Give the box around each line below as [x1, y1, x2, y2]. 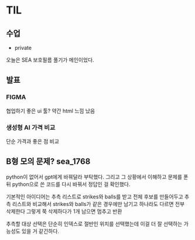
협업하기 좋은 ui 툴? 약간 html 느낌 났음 [6, 107, 95, 114]
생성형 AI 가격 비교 [6, 123, 56, 131]
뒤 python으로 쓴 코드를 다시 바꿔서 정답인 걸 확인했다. [6, 180, 131, 188]
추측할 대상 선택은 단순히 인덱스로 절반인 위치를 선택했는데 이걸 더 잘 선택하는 [6, 220, 183, 227]
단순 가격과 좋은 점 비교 [6, 137, 60, 144]
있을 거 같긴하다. [21, 227, 60, 235]
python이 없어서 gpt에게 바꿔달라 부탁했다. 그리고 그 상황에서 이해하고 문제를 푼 [6, 173, 189, 180]
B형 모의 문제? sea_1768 [6, 157, 91, 167]
